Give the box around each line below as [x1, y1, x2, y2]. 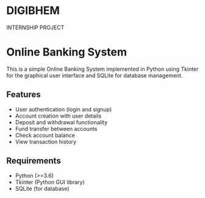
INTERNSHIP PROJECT [6, 24, 65, 31]
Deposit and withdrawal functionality [15, 118, 108, 126]
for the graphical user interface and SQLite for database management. [6, 71, 183, 79]
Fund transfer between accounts [15, 125, 98, 132]
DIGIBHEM [6, 4, 60, 18]
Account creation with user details [15, 112, 102, 119]
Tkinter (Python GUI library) [15, 178, 85, 186]
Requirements [6, 156, 61, 166]
